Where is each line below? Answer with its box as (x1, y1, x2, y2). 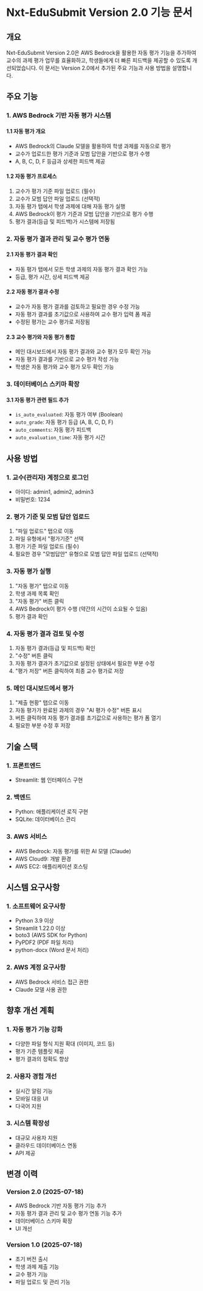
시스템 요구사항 (6, 882, 60, 892)
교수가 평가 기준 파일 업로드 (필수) (15, 187, 96, 195)
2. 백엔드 (6, 793, 32, 801)
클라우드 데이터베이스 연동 (15, 1142, 78, 1149)
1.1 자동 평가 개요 (6, 127, 46, 135)
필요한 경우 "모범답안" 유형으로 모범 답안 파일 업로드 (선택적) (15, 550, 159, 558)
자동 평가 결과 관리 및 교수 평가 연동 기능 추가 (15, 1210, 122, 1217)
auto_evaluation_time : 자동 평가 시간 (15, 434, 106, 441)
